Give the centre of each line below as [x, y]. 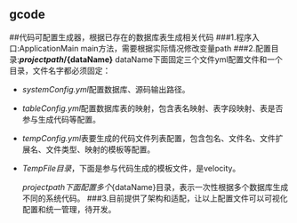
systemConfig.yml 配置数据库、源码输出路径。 [106, 89]
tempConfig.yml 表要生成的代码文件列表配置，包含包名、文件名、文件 [148, 138]
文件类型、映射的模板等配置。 [100, 149]
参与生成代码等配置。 [61, 119]
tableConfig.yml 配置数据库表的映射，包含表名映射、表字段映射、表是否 [153, 108]
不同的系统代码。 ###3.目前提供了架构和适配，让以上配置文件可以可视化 [155, 198]
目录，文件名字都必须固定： [60, 70]
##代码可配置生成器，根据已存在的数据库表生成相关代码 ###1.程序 [130, 37]
